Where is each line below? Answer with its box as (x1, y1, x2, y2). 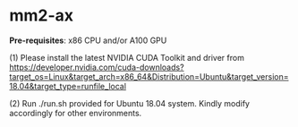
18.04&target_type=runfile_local (9, 80, 127, 91)
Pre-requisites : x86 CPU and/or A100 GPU (9, 35, 167, 46)
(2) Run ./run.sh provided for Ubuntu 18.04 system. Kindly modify (9, 97, 251, 108)
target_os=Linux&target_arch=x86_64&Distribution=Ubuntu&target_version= (9, 71, 289, 81)
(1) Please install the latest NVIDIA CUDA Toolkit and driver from (9, 52, 244, 63)
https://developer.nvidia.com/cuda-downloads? (9, 62, 185, 72)
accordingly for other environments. (9, 107, 142, 118)
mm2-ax (9, 5, 74, 26)
